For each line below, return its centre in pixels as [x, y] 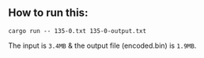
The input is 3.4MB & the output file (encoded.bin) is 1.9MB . [102, 45]
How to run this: [48, 13]
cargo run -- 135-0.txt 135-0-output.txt [77, 31]
